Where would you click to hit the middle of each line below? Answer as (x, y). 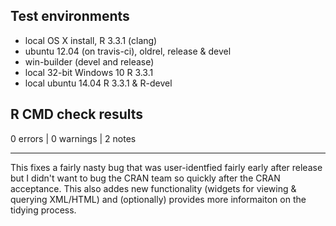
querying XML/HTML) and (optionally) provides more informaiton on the (158, 199)
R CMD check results (77, 114)
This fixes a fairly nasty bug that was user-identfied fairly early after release (166, 167)
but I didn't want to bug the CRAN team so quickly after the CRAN (145, 178)
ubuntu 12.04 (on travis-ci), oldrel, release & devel (128, 51)
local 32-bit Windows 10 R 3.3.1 (89, 72)
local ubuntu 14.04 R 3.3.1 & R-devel (98, 83)
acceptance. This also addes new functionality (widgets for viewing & (153, 188)
